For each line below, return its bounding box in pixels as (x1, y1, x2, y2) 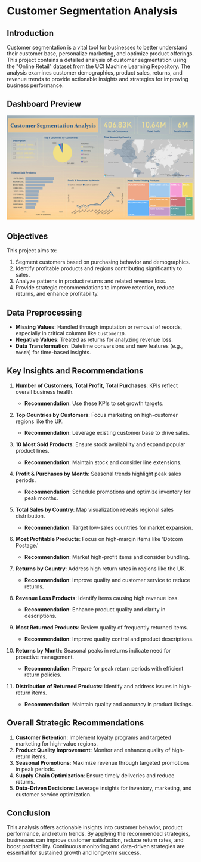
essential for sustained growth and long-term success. (7, 849, 141, 857)
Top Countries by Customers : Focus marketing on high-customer (15, 411, 178, 418)
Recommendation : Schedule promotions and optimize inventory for (24, 488, 191, 495)
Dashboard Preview (7, 99, 82, 109)
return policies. (24, 671, 62, 678)
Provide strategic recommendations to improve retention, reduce (15, 284, 175, 291)
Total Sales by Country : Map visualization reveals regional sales (15, 506, 174, 513)
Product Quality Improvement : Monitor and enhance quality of (15, 746, 171, 753)
